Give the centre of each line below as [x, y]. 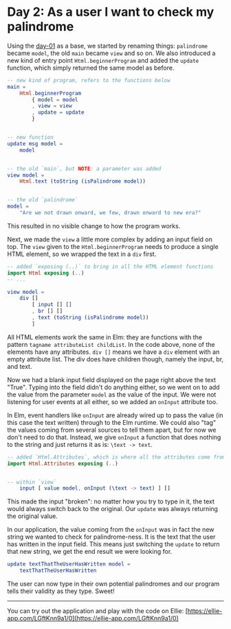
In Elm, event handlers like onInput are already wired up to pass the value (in [115, 415]
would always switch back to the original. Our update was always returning [113, 509]
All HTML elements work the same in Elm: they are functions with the [105, 337]
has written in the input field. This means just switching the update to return [113, 544]
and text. [20, 366]
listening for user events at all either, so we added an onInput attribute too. [112, 401]
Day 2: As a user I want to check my [111, 12]
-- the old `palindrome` [43, 200]
